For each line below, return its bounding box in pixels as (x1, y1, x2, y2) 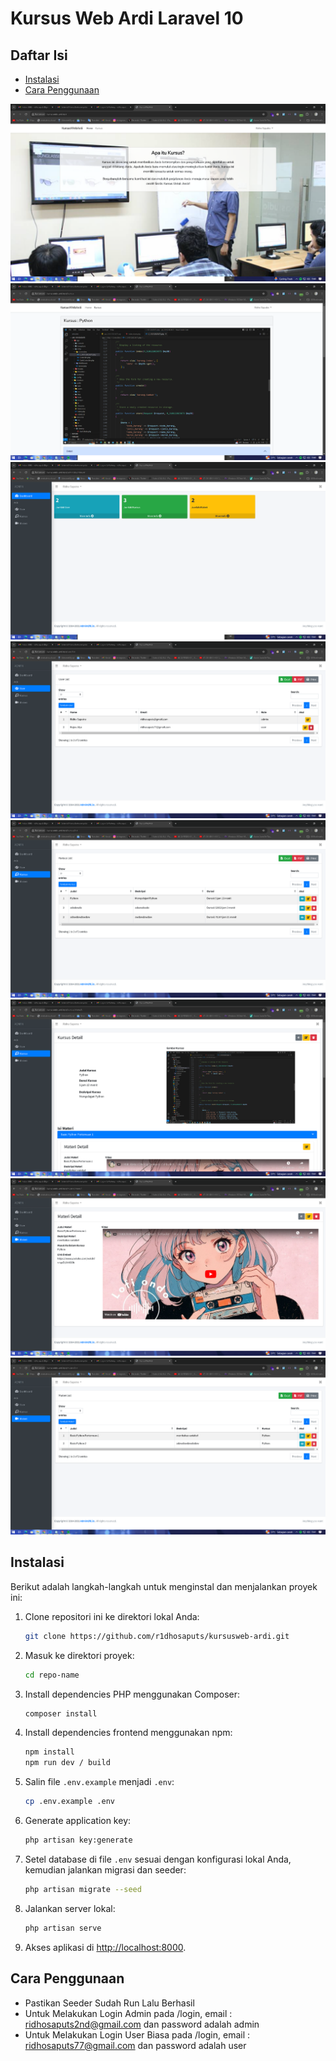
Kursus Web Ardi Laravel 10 (10, 7, 244, 30)
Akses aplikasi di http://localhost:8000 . (24, 1941, 187, 1953)
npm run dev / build (24, 1758, 111, 1768)
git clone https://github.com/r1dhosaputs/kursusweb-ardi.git (24, 1631, 290, 1641)
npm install (24, 1747, 75, 1757)
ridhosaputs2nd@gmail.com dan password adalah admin (24, 2018, 260, 2030)
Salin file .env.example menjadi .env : (24, 1776, 175, 1788)
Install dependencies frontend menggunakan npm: (24, 1727, 233, 1739)
